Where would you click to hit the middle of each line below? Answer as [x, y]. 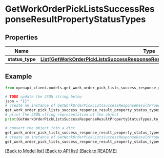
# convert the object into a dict [40, 128]
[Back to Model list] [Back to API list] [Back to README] [61, 151]
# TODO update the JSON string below [43, 97]
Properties [21, 37]
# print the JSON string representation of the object [62, 115]
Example [19, 77]
